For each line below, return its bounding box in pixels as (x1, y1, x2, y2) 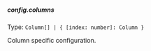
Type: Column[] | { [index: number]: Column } (7, 23, 145, 31)
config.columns (7, 6, 55, 14)
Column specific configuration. (7, 36, 96, 44)
